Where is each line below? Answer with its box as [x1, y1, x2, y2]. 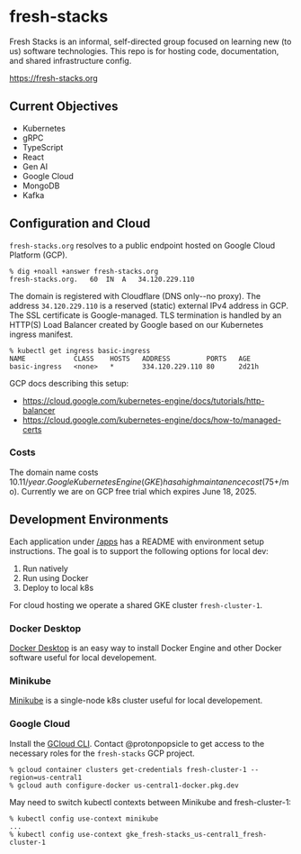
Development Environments [9, 512, 169, 528]
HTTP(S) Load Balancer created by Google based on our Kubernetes [9, 319, 263, 330]
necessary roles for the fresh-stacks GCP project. [9, 748, 195, 759]
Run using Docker [22, 572, 89, 583]
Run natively [22, 563, 69, 574]
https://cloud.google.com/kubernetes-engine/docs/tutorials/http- [22, 395, 265, 406]
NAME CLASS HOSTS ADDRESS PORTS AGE [9, 354, 252, 363]
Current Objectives [9, 99, 119, 114]
